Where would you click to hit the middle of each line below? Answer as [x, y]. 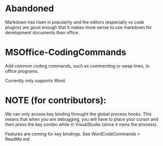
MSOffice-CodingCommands [66, 52]
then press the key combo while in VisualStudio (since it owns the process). [81, 124]
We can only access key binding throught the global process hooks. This [78, 114]
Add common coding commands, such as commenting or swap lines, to [77, 66]
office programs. [22, 71]
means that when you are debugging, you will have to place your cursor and [82, 119]
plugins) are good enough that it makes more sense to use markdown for [79, 27]
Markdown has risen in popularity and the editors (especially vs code [75, 22]
